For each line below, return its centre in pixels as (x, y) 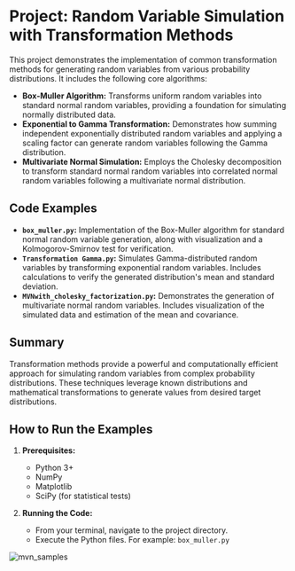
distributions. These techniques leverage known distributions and (128, 382)
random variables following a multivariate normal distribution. (134, 180)
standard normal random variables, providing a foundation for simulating (154, 105)
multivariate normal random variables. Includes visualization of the (143, 305)
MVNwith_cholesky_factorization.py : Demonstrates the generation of (148, 295)
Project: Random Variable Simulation (147, 16)
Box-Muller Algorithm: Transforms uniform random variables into (142, 96)
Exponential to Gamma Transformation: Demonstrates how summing (149, 124)
